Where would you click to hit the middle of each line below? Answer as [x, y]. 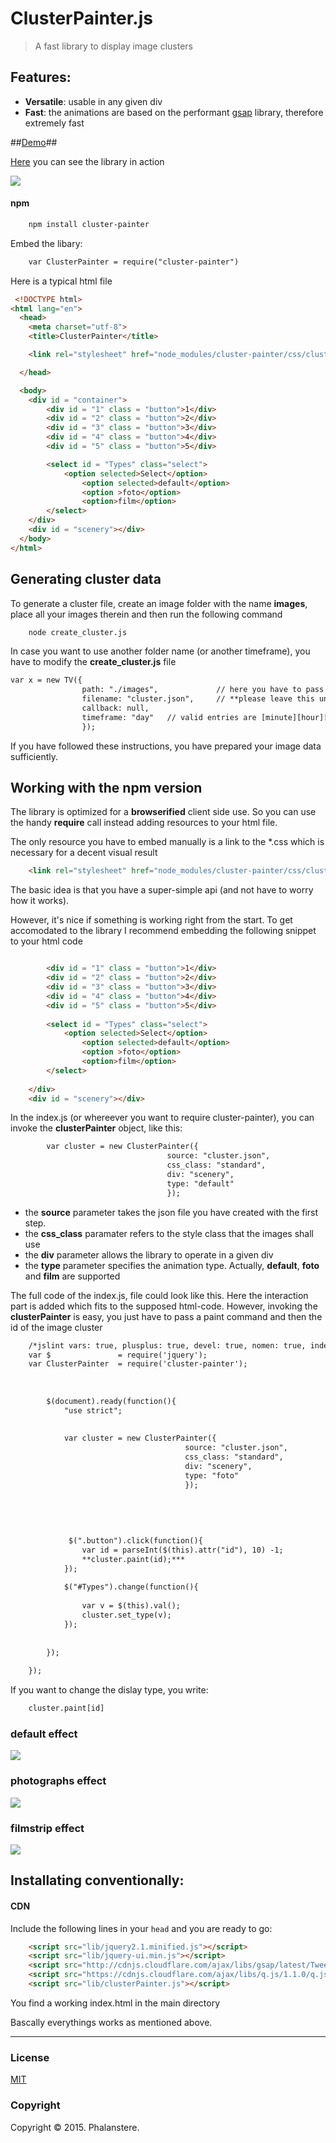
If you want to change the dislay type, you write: [109, 1690]
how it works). [40, 901]
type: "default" [200, 1183]
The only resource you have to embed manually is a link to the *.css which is [167, 842]
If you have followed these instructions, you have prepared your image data [166, 746]
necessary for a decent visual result [84, 853]
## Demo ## [34, 142]
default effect [44, 1734]
